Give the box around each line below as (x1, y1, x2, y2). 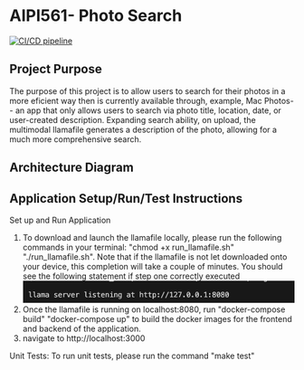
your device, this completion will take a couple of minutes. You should (22, 261, 283, 271)
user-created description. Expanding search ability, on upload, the (9, 114, 256, 125)
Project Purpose (9, 62, 102, 77)
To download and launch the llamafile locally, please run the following (22, 232, 282, 242)
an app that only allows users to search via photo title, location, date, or (14, 105, 282, 116)
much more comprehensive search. (9, 133, 142, 145)
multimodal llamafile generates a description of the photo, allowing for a (9, 124, 278, 135)
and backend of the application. (22, 323, 142, 334)
